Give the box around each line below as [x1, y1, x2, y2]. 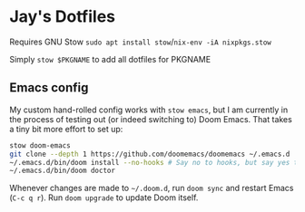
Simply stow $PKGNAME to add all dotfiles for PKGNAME [9, 53, 212, 64]
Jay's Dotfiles [9, 6, 116, 27]
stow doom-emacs [9, 140, 71, 150]
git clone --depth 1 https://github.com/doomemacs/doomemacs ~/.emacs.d [9, 149, 290, 159]
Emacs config [9, 80, 89, 96]
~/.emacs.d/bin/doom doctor [9, 166, 116, 176]
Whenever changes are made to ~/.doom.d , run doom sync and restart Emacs [9, 183, 294, 194]
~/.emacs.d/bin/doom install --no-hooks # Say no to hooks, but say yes [9, 158, 290, 167]
